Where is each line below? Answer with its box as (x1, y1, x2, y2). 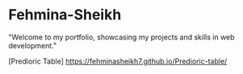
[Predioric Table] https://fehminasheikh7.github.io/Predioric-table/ (8, 56, 228, 66)
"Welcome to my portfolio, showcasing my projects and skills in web (8, 32, 236, 42)
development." (8, 40, 57, 50)
